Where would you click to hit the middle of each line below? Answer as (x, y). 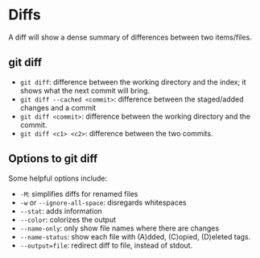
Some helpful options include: (58, 178)
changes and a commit (58, 107)
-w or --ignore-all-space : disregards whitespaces (103, 202)
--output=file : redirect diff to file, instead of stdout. (106, 245)
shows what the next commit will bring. (85, 90)
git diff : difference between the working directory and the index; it (133, 81)
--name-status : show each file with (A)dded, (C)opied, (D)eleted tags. (135, 236)
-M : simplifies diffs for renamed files (79, 193)
